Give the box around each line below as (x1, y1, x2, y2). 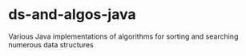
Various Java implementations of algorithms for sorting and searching (8, 32, 239, 41)
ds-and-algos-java (8, 6, 136, 24)
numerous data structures (8, 39, 94, 49)
